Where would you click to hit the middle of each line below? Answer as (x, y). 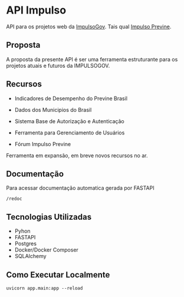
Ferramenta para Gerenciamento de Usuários (70, 133)
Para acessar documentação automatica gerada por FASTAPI (80, 188)
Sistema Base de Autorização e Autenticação (70, 121)
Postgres (26, 244)
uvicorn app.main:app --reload (45, 288)
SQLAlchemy (30, 256)
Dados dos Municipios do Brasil (53, 110)
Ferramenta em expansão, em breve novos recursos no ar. (77, 155)
